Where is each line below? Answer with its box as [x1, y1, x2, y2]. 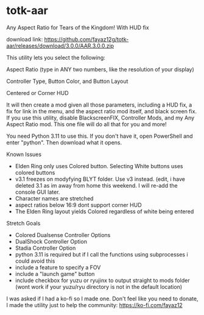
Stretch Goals [6, 219, 41, 227]
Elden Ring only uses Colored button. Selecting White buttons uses [15, 162, 184, 169]
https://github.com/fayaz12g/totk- [44, 35, 129, 43]
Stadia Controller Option [15, 244, 76, 252]
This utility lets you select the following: [6, 54, 105, 61]
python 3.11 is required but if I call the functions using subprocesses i [15, 250, 188, 258]
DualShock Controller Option [15, 238, 87, 245]
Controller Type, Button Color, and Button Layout [6, 77, 128, 85]
